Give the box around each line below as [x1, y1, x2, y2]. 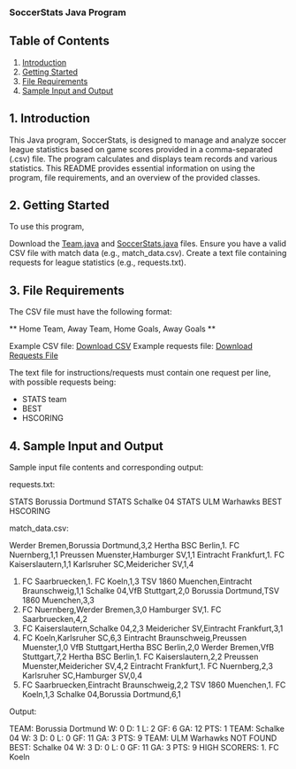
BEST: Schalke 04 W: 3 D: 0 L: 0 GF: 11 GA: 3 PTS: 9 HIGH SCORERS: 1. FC [9, 742, 280, 752]
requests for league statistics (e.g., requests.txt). [9, 257, 187, 268]
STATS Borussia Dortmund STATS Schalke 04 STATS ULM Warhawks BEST [9, 496, 283, 507]
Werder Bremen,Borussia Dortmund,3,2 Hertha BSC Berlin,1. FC [9, 540, 240, 550]
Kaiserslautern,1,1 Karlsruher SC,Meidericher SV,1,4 [9, 558, 194, 569]
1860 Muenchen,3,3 [21, 594, 95, 605]
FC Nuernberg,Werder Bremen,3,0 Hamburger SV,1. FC [21, 604, 222, 615]
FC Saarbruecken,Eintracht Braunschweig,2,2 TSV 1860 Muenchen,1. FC [21, 680, 286, 690]
